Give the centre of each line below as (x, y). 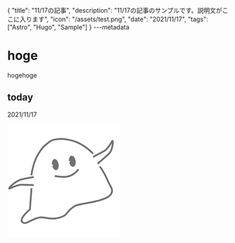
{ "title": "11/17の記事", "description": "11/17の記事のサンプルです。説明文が (115, 10)
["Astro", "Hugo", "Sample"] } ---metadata (68, 27)
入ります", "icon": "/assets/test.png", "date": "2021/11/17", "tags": (114, 19)
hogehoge (22, 75)
